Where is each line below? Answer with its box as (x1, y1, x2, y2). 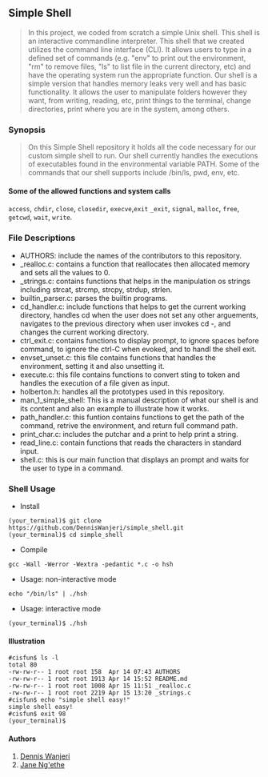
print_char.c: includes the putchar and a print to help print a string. (19, 429, 238, 439)
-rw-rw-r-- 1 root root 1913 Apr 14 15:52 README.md (8, 675, 188, 683)
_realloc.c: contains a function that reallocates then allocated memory (19, 259, 250, 269)
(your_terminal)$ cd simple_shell (8, 531, 124, 539)
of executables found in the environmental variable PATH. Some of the (27, 159, 260, 169)
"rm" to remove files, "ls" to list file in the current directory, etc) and (27, 62, 251, 71)
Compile (19, 544, 48, 555)
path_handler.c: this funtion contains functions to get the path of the (19, 412, 245, 422)
